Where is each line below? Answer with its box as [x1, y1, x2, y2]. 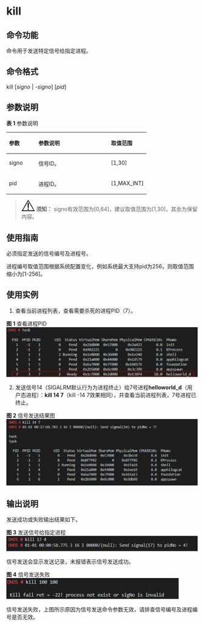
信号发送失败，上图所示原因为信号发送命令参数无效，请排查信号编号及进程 [6, 606, 192, 613]
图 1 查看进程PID [6, 320, 47, 327]
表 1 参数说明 [6, 120, 38, 127]
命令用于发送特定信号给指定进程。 [6, 47, 92, 54]
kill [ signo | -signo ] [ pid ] [6, 83, 67, 90]
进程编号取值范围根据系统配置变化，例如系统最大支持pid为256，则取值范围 [6, 262, 194, 270]
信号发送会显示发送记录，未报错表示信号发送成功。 [6, 558, 134, 565]
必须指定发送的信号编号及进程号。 [6, 250, 92, 257]
